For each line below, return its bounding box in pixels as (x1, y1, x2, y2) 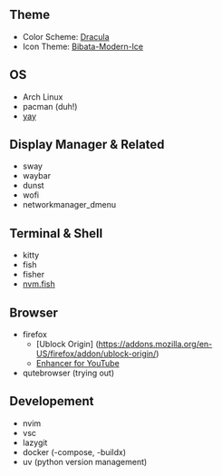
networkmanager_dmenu (22, 199, 116, 210)
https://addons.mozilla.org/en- (98, 339, 213, 350)
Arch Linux (22, 91, 63, 102)
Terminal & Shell (9, 226, 103, 241)
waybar (22, 170, 52, 181)
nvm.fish (22, 278, 56, 289)
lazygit (22, 437, 48, 448)
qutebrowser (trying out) (22, 367, 115, 379)
